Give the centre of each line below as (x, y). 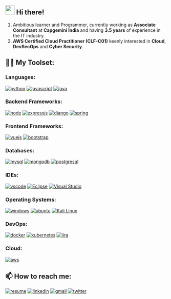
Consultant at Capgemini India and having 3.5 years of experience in (87, 30)
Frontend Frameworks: (34, 126)
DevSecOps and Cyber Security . (48, 46)
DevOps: (16, 224)
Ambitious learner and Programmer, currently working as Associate (84, 25)
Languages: (20, 77)
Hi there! (30, 13)
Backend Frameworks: (34, 102)
